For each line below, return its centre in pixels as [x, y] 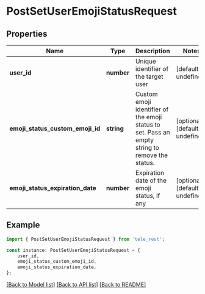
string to [147, 148]
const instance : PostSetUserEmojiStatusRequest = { [73, 250]
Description [153, 51]
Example [23, 225]
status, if [148, 196]
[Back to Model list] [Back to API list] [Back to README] [76, 285]
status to [148, 125]
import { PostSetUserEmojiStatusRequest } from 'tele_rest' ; [86, 239]
